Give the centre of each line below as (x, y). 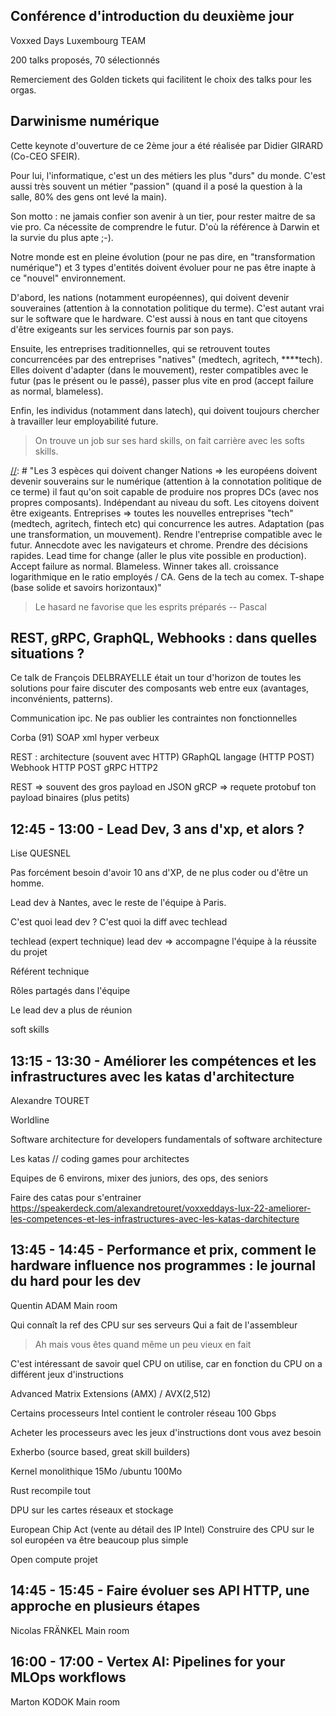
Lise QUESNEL (41, 853)
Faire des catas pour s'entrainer (76, 1198)
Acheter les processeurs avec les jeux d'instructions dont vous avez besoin (166, 1432)
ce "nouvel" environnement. (68, 278)
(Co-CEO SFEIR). (45, 156)
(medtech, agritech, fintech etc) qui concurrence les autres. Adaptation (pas (167, 523)
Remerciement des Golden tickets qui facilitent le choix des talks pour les (161, 79)
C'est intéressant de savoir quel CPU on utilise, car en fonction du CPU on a (166, 1363)
